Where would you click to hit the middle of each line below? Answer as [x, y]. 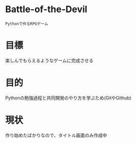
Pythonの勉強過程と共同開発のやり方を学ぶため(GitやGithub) [68, 98]
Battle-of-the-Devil [46, 9]
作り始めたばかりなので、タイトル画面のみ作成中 [56, 135]
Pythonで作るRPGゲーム [27, 24]
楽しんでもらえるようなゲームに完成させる [49, 60]
